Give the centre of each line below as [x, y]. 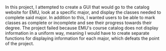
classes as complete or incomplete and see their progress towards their [79, 23]
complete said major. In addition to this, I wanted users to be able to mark [80, 17]
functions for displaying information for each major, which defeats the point [83, 38]
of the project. [20, 43]
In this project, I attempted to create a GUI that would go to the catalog [77, 7]
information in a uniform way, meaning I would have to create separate [77, 33]
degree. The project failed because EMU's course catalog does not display [82, 28]
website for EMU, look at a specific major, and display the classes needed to [83, 12]
